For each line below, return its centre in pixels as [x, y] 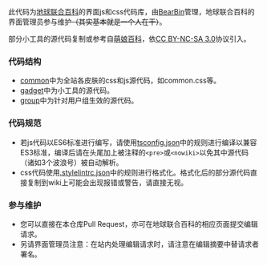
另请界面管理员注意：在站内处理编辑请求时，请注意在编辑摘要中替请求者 [139, 244]
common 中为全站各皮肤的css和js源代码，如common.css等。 [120, 81]
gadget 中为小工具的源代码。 [67, 91]
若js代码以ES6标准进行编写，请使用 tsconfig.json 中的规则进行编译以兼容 [138, 142]
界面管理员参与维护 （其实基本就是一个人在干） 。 [87, 22]
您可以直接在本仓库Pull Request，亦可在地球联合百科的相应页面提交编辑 [139, 224]
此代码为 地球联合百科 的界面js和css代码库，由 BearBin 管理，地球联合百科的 [131, 12]
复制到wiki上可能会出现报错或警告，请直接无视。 [107, 182]
